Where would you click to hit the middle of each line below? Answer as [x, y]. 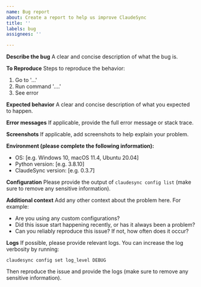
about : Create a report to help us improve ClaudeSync [76, 17]
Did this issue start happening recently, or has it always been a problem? [105, 225]
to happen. [20, 111]
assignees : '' [24, 34]
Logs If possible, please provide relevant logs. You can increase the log [95, 243]
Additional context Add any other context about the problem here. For [94, 200]
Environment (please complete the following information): [80, 146]
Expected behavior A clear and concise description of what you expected [98, 105]
